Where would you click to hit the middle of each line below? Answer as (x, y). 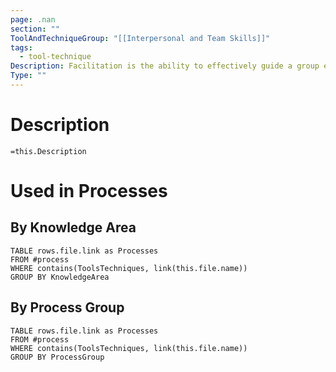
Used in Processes (89, 191)
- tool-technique (55, 57)
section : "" (35, 29)
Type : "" (28, 76)
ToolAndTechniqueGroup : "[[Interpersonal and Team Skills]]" (140, 38)
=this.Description (48, 151)
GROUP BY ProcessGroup (57, 357)
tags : (21, 47)
